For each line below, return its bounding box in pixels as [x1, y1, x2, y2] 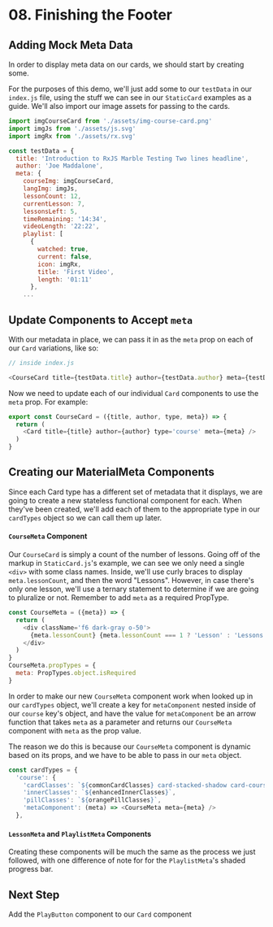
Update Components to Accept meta [8, 313, 193, 327]
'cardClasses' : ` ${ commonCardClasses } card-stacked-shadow [23, 781, 227, 790]
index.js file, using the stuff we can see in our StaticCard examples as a [8, 93, 252, 102]
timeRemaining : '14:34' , [23, 215, 107, 223]
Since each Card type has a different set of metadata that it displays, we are [8, 486, 263, 497]
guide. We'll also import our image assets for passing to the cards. [8, 102, 230, 111]
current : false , [37, 252, 93, 261]
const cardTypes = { [8, 766, 79, 774]
